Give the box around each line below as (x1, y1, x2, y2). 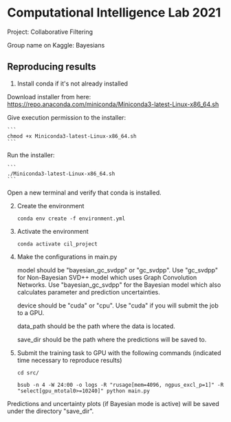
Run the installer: (7, 150, 55, 159)
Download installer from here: (7, 92, 91, 101)
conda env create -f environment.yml (16, 215, 126, 222)
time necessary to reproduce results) (16, 356, 122, 364)
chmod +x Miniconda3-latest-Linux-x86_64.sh (7, 132, 137, 139)
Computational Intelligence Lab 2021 (7, 5, 221, 21)
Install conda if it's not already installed (16, 79, 129, 88)
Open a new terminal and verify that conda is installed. (7, 188, 162, 197)
